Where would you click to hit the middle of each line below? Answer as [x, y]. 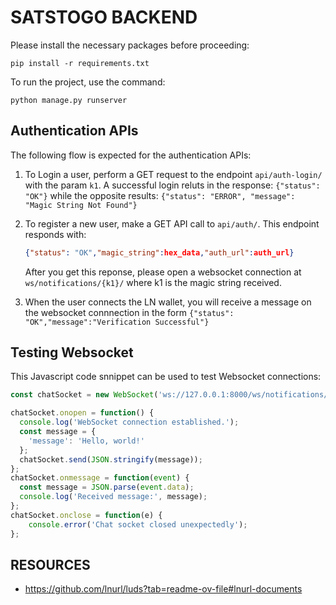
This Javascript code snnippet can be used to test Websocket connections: [166, 377]
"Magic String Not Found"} [81, 205]
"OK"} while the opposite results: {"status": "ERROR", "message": [160, 195]
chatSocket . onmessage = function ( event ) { [100, 478]
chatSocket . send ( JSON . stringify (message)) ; [111, 459]
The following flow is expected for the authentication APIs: [131, 155]
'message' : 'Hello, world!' [86, 441]
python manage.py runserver [69, 100]
